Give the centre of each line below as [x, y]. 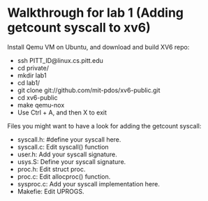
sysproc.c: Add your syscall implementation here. [89, 184]
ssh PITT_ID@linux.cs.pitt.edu [60, 60]
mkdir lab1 [32, 75]
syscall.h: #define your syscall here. [69, 139]
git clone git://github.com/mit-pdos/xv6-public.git [89, 90]
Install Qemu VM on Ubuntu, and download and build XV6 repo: [98, 47]
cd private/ [33, 68]
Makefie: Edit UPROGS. [51, 191]
